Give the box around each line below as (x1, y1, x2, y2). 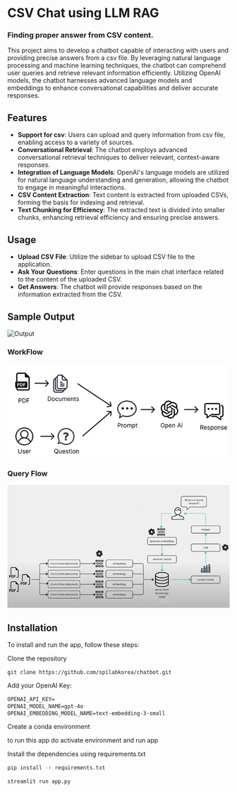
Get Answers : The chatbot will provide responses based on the (17, 283, 202, 291)
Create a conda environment (7, 723, 90, 731)
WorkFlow (7, 346, 44, 356)
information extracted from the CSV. (17, 290, 123, 298)
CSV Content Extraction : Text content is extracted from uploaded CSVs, (17, 191, 229, 199)
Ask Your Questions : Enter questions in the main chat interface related (17, 267, 224, 276)
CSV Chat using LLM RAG (7, 5, 159, 21)
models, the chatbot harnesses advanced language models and (7, 76, 193, 85)
